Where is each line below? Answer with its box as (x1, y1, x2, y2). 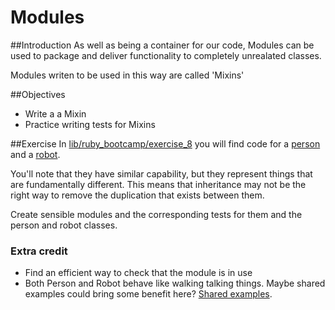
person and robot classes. (10, 219, 118, 231)
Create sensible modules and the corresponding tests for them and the (10, 208, 303, 220)
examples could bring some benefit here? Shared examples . (24, 288, 273, 300)
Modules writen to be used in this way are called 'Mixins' (10, 69, 245, 81)
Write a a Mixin (24, 107, 87, 120)
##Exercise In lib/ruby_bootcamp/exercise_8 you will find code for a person (10, 137, 321, 150)
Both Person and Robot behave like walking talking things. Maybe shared (24, 277, 326, 290)
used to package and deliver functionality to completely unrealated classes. (10, 49, 322, 61)
